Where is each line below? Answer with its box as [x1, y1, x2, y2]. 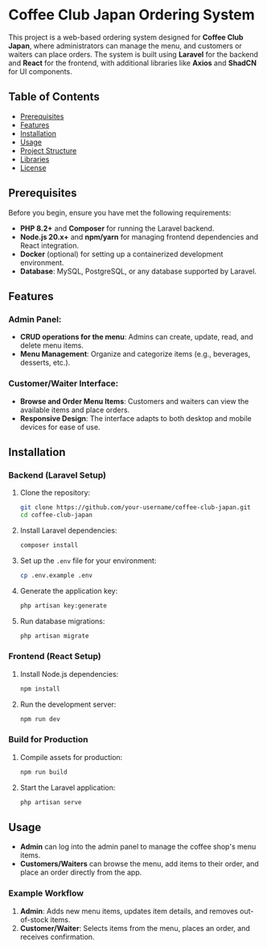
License [19, 163, 47, 173]
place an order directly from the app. [19, 867, 142, 877]
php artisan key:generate [19, 601, 107, 610]
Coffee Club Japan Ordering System [8, 6, 255, 24]
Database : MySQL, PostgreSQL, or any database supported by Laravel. [19, 266, 257, 276]
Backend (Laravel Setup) [8, 470, 107, 481]
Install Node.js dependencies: [19, 669, 119, 679]
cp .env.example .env [19, 571, 92, 579]
